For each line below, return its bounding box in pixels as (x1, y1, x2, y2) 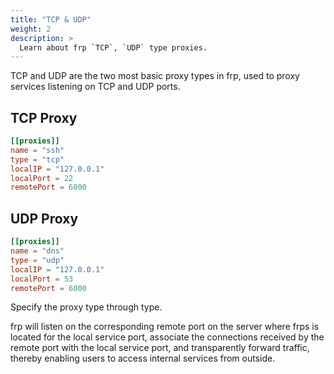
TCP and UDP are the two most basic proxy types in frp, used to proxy (10, 70, 300, 82)
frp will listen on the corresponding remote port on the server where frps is (10, 321, 320, 333)
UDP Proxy (10, 210, 79, 227)
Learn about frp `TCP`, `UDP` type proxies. (19, 42, 208, 53)
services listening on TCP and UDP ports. (10, 81, 181, 93)
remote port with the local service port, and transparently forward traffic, (10, 342, 310, 354)
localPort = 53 (10, 274, 74, 284)
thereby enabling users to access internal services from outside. (10, 352, 276, 365)
